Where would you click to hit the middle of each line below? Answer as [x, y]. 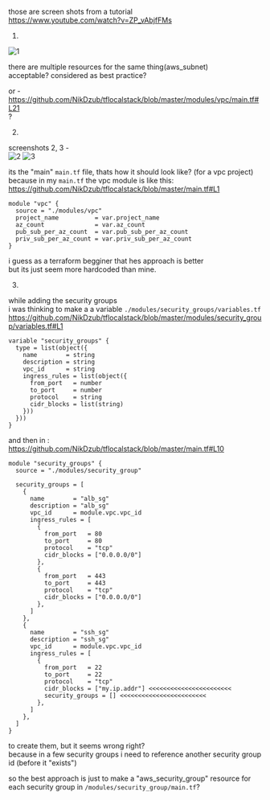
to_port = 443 [75, 583]
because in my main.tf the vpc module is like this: [91, 181]
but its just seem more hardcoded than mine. [82, 269]
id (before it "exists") [43, 763]
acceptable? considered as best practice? [78, 75]
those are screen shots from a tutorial [70, 12]
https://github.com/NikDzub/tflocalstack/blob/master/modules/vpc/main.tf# [134, 99]
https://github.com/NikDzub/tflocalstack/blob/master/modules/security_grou [135, 318]
